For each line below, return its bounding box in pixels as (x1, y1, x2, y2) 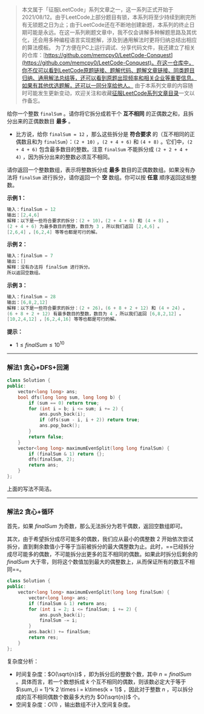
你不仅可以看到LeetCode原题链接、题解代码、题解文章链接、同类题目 (21, 67, 195, 74)
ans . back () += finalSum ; (28, 629, 91, 635)
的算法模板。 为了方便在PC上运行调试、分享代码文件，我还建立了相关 (21, 44, 196, 51)
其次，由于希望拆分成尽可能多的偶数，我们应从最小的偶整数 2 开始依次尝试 (7, 535, 194, 543)
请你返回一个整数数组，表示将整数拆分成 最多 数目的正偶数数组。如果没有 (7, 166, 190, 173)
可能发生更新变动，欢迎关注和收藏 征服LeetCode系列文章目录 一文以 (27, 89, 195, 97)
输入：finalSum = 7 (7, 253, 53, 259)
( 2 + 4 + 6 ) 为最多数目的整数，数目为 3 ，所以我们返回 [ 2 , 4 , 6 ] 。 (7, 223, 162, 230)
